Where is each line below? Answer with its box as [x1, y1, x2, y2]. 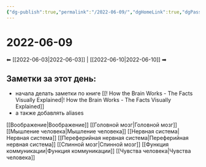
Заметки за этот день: [6, 73, 97, 83]
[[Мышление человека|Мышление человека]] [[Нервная [6, 128, 154, 135]
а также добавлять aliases [15, 109, 84, 117]
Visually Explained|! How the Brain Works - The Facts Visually [15, 96, 172, 104]
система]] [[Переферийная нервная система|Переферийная [30, 134, 189, 142]
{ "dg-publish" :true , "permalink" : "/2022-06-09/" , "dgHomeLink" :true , [6, 9, 183, 15]
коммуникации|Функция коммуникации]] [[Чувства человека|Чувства [6, 147, 191, 155]
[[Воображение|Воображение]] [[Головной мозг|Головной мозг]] [6, 121, 178, 129]
